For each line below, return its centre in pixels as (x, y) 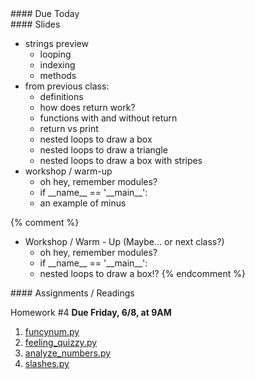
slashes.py (47, 363)
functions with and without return (108, 118)
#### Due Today (45, 13)
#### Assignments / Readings (72, 293)
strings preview (56, 43)
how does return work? (87, 107)
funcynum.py (52, 331)
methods (58, 75)
